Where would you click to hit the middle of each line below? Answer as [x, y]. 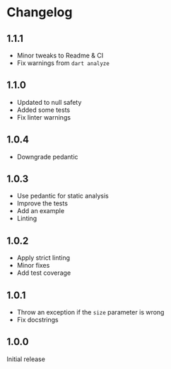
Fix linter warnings [44, 117]
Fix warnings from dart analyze [63, 63]
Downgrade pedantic [47, 157]
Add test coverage [44, 273]
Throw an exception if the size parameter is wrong [90, 312]
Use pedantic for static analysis [63, 196]
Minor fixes [33, 266]
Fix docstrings [38, 320]
